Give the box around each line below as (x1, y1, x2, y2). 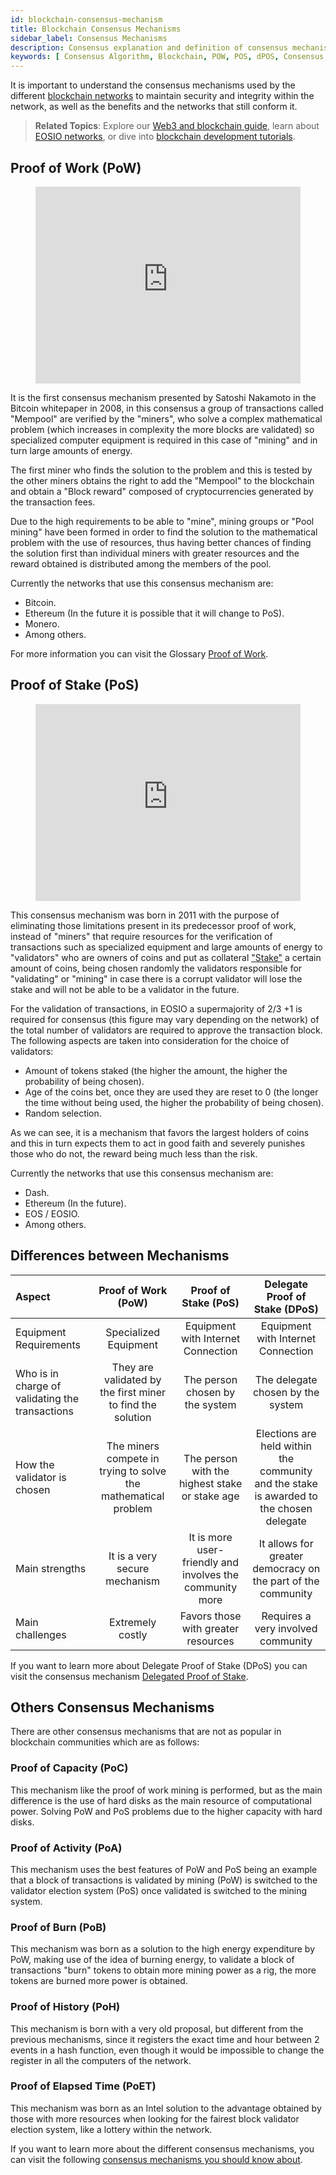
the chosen (259, 1501, 313, 1515)
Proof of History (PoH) (10, 2000, 121, 2014)
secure (116, 1561, 150, 1575)
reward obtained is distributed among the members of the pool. (10, 557, 272, 570)
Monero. (24, 617, 60, 630)
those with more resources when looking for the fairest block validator (10, 2112, 300, 2125)
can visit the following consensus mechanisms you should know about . (10, 2153, 303, 2165)
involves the (182, 1567, 240, 1581)
